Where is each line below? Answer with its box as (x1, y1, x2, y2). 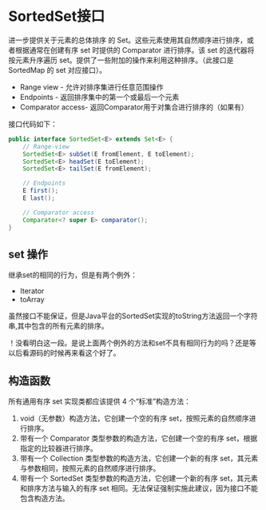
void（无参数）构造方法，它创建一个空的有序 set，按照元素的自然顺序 (19, 413, 249, 424)
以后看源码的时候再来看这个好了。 (8, 349, 121, 358)
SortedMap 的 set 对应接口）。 (8, 65, 107, 74)
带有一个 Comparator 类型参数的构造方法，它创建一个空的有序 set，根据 (19, 433, 258, 444)
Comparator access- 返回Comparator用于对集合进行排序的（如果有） (19, 102, 249, 112)
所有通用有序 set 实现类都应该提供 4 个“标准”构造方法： (8, 396, 192, 406)
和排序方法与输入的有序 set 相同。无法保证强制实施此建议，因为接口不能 (19, 484, 258, 493)
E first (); (22, 187, 59, 195)
